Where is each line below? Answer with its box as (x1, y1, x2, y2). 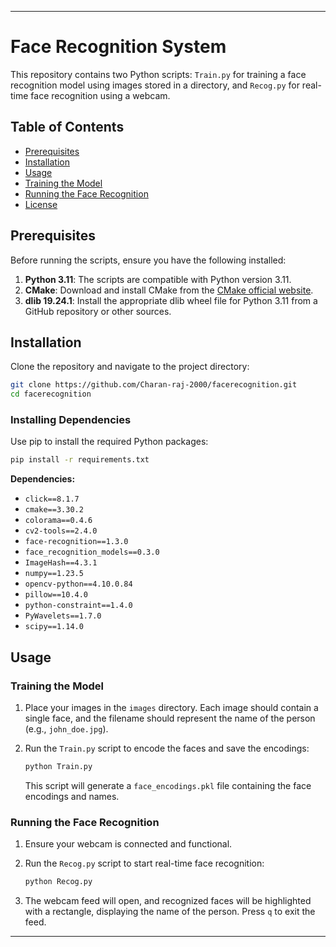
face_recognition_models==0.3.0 (24, 547, 160, 558)
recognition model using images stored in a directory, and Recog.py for (10, 79, 300, 91)
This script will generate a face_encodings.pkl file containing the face (24, 779, 312, 791)
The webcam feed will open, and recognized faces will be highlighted (24, 895, 312, 907)
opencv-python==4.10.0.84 (24, 579, 133, 590)
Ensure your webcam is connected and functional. (24, 838, 233, 850)
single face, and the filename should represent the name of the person (24, 712, 316, 724)
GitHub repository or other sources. (24, 305, 172, 317)
